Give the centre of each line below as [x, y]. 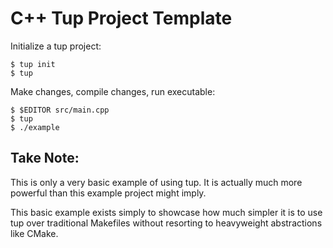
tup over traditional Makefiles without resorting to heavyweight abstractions [166, 223]
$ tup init [33, 64]
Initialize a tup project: [56, 46]
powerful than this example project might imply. [108, 193]
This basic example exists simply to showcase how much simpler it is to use [166, 212]
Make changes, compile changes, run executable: [113, 91]
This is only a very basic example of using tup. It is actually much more [156, 182]
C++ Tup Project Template [121, 18]
